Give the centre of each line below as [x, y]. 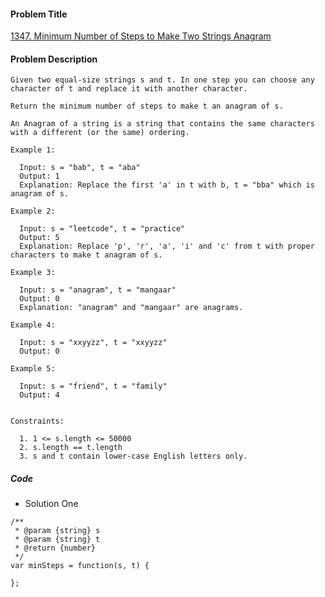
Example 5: [33, 369]
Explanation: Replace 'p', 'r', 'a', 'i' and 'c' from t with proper [167, 246]
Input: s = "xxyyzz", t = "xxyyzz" [93, 343]
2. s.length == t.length [71, 448]
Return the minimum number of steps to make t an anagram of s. [147, 106]
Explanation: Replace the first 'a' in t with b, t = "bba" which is [167, 185]
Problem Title [39, 14]
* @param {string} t [57, 540]
